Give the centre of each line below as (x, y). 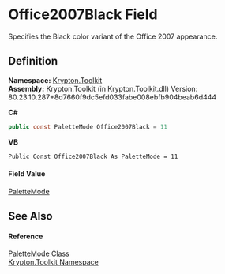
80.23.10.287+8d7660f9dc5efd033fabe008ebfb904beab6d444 (112, 97)
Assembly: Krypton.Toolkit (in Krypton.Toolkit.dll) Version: (103, 88)
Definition (33, 61)
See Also (30, 216)
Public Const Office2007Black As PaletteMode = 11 (93, 156)
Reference (26, 236)
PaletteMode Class (39, 253)
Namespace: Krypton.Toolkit (55, 80)
